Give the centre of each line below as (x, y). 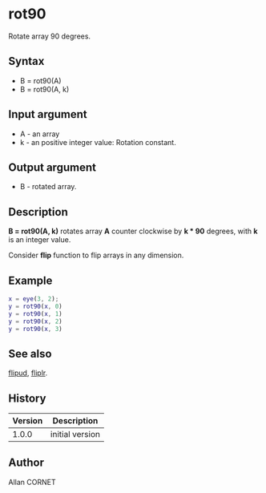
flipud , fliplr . (28, 373)
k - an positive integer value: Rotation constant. (98, 142)
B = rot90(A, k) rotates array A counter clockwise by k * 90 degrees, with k (133, 231)
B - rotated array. (48, 187)
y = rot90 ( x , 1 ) (35, 313)
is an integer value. (40, 240)
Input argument (48, 114)
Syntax (26, 61)
